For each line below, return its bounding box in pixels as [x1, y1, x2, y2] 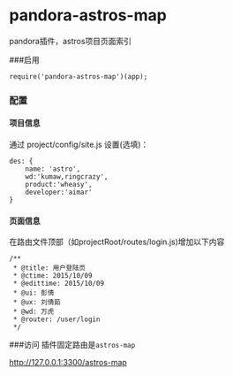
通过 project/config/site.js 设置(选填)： [9, 139, 149, 150]
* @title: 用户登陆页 [12, 264, 86, 272]
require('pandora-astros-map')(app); [9, 72, 148, 81]
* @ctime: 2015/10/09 [12, 272, 93, 280]
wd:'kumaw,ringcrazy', [25, 173, 109, 181]
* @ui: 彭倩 [12, 288, 55, 297]
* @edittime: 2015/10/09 [12, 280, 104, 288]
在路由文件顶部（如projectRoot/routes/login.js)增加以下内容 [9, 236, 225, 248]
